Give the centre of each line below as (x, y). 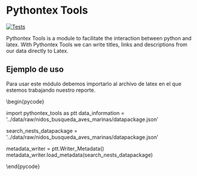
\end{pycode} (23, 166)
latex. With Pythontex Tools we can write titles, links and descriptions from (97, 44)
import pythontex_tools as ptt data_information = (65, 113)
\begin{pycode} (25, 101)
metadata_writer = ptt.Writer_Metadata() (55, 148)
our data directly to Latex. (38, 50)
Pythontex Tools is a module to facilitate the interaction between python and (99, 38)
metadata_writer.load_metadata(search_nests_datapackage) (80, 155)
